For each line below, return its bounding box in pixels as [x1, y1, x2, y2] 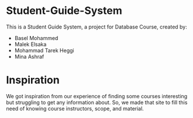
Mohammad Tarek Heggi [14, 47, 74, 53]
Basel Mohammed [14, 34, 58, 41]
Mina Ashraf [14, 53, 44, 60]
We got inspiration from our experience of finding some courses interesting [6, 92, 188, 99]
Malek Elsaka [14, 41, 47, 48]
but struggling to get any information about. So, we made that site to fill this [6, 99, 188, 106]
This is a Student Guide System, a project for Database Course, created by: [6, 23, 187, 30]
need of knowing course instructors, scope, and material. [6, 105, 144, 112]
